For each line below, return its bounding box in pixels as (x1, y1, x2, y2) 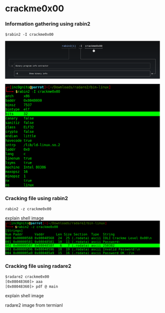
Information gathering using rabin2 (5, 21, 91, 27)
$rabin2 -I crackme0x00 (5, 32, 54, 37)
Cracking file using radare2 (5, 263, 72, 270)
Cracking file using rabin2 (5, 195, 68, 202)
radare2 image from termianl (5, 302, 63, 308)
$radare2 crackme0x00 (5, 274, 50, 280)
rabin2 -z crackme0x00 (5, 207, 52, 211)
